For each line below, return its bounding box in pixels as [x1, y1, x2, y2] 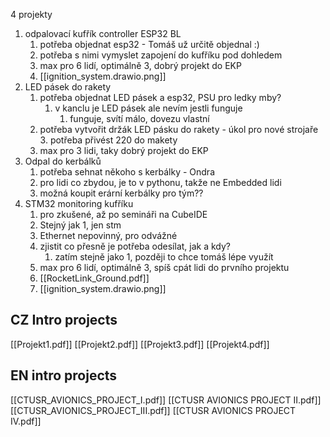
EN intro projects [10, 367, 118, 384]
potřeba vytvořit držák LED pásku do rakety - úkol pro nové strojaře [39, 124, 319, 135]
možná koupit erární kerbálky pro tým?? [39, 187, 204, 199]
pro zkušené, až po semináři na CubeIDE [39, 209, 208, 220]
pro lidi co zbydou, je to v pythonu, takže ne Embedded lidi [39, 177, 282, 188]
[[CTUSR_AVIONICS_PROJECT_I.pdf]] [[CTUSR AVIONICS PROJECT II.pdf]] [10, 394, 322, 406]
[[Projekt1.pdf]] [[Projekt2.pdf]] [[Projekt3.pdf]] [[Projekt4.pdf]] [10, 338, 270, 350]
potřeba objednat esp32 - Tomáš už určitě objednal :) [39, 39, 260, 50]
